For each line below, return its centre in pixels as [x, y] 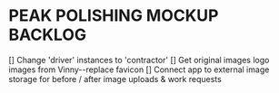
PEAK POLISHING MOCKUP [114, 16]
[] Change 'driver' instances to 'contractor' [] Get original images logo [139, 60]
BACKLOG [48, 35]
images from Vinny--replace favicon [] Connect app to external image [139, 70]
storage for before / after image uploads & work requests [115, 79]
